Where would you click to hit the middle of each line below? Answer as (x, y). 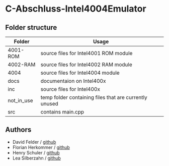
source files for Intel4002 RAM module (86, 65)
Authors (18, 130)
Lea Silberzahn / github (37, 158)
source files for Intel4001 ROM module (87, 53)
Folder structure (31, 27)
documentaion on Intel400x (73, 81)
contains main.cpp (62, 112)
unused (50, 104)
